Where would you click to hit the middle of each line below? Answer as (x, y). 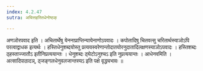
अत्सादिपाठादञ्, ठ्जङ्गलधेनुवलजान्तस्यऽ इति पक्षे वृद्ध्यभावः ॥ (65, 61)
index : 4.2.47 (24, 12)
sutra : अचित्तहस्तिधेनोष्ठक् (32, 18)
